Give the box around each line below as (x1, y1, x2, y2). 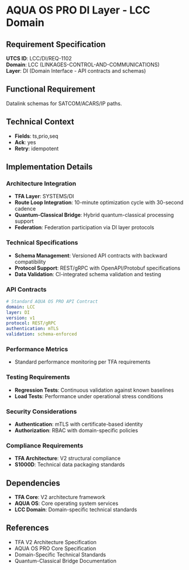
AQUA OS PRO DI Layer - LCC (6, 4, 150, 17)
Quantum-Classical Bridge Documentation (14, 557, 117, 564)
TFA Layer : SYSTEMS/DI (14, 193, 74, 200)
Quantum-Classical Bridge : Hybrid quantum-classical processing (14, 212, 174, 219)
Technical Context (6, 117, 74, 127)
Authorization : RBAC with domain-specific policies (14, 426, 139, 434)
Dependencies (6, 478, 60, 488)
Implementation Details (6, 162, 93, 172)
